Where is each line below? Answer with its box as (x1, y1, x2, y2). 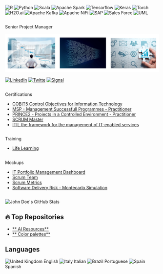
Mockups (5, 160, 24, 165)
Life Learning (12, 145, 39, 151)
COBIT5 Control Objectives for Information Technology (12, 101, 123, 107)
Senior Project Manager (5, 24, 53, 30)
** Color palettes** (12, 231, 51, 237)
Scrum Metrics (12, 179, 42, 185)
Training (5, 136, 22, 142)
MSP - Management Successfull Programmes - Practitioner (12, 106, 132, 112)
